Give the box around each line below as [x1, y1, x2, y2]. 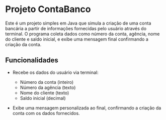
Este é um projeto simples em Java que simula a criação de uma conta [5, 20, 151, 26]
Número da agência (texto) [20, 84, 76, 90]
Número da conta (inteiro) [20, 79, 74, 85]
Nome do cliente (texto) [20, 89, 69, 96]
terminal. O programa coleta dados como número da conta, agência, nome [5, 31, 160, 37]
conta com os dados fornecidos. [12, 110, 80, 116]
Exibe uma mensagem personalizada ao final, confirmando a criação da [12, 104, 161, 111]
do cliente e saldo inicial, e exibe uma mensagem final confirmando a [5, 36, 148, 42]
